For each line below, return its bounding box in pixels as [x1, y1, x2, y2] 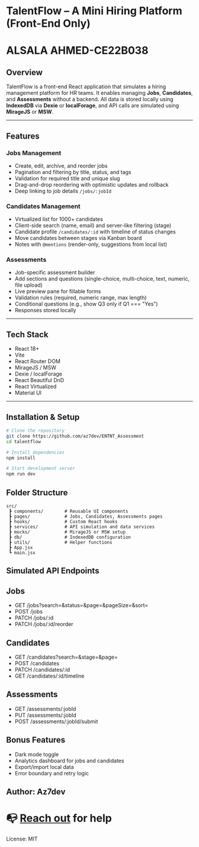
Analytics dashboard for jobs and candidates [14, 757, 124, 764]
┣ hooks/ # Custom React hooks [8, 519, 118, 525]
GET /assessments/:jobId [14, 705, 76, 712]
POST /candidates [14, 660, 60, 667]
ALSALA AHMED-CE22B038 [6, 44, 149, 57]
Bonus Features [6, 735, 66, 745]
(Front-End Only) [6, 17, 91, 30]
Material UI [14, 389, 42, 396]
